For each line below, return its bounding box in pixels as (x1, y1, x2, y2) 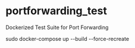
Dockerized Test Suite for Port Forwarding (5, 24, 109, 31)
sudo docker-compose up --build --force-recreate (5, 35, 129, 42)
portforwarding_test (5, 4, 108, 18)
